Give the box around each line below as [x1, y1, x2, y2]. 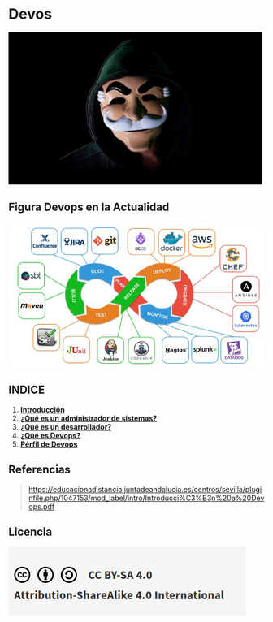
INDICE [8, 383, 45, 397]
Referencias [8, 463, 71, 477]
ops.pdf [28, 501, 55, 512]
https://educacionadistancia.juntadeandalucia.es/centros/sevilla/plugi [28, 484, 262, 494]
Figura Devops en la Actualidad [8, 201, 170, 214]
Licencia [8, 525, 53, 539]
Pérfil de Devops [19, 439, 78, 449]
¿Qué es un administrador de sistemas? [19, 413, 158, 423]
